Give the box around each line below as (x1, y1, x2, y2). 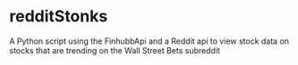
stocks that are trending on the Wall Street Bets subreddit (9, 45, 221, 55)
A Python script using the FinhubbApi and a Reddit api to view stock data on (9, 36, 289, 46)
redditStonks (9, 6, 108, 27)
